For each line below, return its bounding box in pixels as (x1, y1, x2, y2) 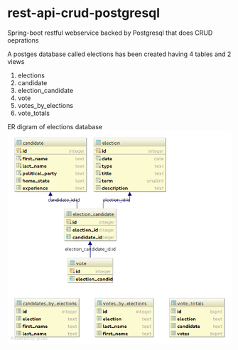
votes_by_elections (17, 101, 73, 109)
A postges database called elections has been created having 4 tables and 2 (7, 50, 232, 58)
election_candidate (17, 86, 73, 94)
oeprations (7, 35, 39, 44)
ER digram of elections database (7, 122, 103, 131)
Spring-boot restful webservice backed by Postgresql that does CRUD (7, 28, 213, 37)
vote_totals (17, 109, 50, 117)
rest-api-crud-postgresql (7, 5, 161, 21)
